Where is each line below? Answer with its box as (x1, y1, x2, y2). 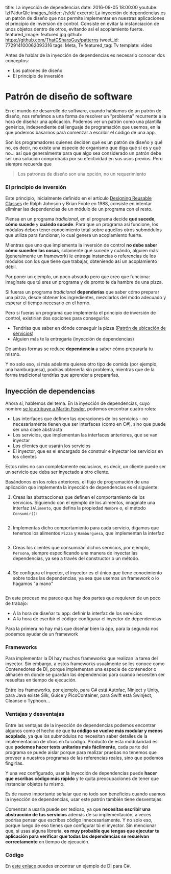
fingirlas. (5, 760, 24, 766)
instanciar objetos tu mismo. (5, 781, 65, 787)
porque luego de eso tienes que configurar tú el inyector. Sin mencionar (5, 822, 157, 829)
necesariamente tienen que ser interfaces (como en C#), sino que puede (12, 421, 166, 427)
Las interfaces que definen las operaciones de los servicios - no (12, 416, 148, 422)
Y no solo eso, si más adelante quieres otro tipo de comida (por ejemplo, (5, 361, 158, 367)
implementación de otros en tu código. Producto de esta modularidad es (5, 738, 158, 744)
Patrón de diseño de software (5, 91, 133, 103)
